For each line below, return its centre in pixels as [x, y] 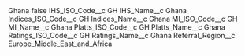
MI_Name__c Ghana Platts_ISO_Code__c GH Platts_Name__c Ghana [117, 27]
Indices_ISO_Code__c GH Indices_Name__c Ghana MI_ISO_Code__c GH [123, 19]
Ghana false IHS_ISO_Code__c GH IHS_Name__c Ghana [98, 10]
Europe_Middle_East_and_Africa [60, 44]
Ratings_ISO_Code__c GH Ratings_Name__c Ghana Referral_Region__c [122, 35]
